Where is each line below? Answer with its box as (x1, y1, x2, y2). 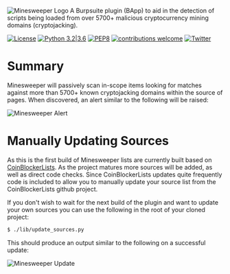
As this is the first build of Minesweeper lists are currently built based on (7, 155, 212, 164)
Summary (7, 58, 64, 74)
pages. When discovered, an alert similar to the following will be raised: (7, 95, 209, 104)
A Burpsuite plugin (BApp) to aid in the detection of (69, 7, 215, 14)
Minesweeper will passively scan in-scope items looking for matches (7, 81, 203, 89)
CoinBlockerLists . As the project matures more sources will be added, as (7, 163, 213, 171)
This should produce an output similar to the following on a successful (7, 238, 206, 247)
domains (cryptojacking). (7, 21, 78, 29)
